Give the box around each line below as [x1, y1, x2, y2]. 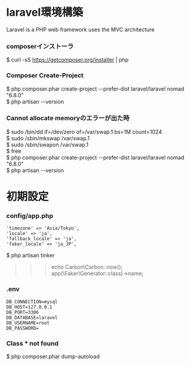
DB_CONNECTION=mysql [6, 298, 59, 305]
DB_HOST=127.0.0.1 [6, 304, 52, 310]
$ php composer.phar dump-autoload [6, 353, 100, 360]
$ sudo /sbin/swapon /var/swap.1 [6, 141, 89, 148]
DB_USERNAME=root [6, 319, 50, 326]
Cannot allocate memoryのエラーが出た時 [6, 114, 130, 123]
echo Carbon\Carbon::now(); [51, 263, 123, 271]
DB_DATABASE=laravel [6, 315, 59, 321]
